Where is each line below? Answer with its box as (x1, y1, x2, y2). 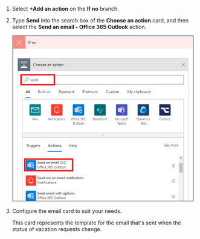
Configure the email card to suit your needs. (11, 208, 122, 215)
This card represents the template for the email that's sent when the (11, 219, 181, 226)
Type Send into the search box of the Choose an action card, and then (11, 17, 189, 24)
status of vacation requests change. (11, 226, 102, 233)
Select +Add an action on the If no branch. (11, 5, 119, 12)
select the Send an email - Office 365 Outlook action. (11, 24, 147, 30)
